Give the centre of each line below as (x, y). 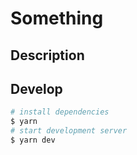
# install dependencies (60, 112)
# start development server (69, 131)
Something (57, 18)
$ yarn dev (33, 140)
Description (47, 55)
